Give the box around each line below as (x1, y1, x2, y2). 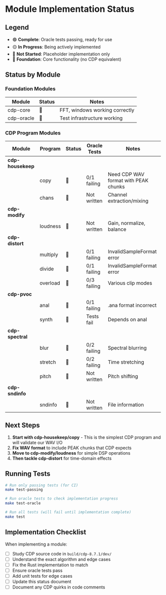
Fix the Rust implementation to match (12, 562, 88, 568)
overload (39, 279, 60, 286)
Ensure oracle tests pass (12, 567, 63, 573)
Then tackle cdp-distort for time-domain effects (12, 455, 112, 461)
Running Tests (5, 469, 50, 478)
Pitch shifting (108, 373, 138, 380)
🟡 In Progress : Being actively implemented (12, 44, 101, 50)
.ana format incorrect (108, 301, 157, 308)
